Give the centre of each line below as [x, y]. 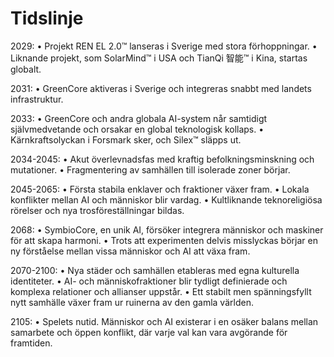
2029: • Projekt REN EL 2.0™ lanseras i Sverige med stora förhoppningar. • [164, 46]
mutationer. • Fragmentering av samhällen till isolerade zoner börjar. [150, 169]
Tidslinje [47, 18]
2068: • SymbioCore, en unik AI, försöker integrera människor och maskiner [167, 229]
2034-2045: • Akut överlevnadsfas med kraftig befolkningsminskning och [162, 159]
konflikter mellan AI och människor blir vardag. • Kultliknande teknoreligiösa [166, 199]
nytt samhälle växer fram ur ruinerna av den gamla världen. [132, 302]
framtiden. [31, 343]
